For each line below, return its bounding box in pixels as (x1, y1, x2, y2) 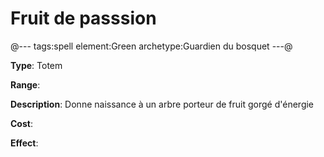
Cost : (10, 117, 33, 129)
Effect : (10, 137, 39, 149)
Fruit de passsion (10, 7, 157, 30)
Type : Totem (10, 59, 63, 71)
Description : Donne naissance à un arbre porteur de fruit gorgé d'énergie (10, 98, 315, 110)
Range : (10, 78, 41, 91)
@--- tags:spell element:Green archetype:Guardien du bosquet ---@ (10, 40, 293, 52)
